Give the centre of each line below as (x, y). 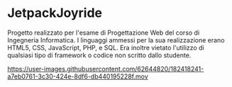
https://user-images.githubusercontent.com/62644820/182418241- (106, 69)
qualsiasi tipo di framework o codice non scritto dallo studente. (99, 55)
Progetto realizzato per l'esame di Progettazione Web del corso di (104, 33)
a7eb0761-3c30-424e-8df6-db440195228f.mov (78, 76)
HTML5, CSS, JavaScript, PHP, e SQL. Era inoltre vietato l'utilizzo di (106, 47)
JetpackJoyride (55, 13)
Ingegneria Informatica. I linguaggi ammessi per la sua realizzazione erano (116, 40)
